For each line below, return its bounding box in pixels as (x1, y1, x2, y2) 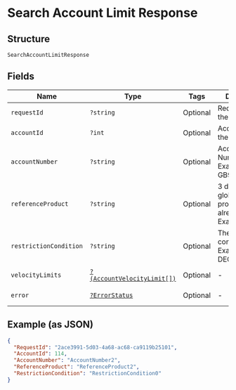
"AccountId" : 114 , (13, 350, 68, 358)
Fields (7, 70, 35, 82)
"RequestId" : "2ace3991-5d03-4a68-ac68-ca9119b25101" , (13, 344, 178, 351)
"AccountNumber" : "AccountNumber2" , (13, 357, 121, 364)
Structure (7, 33, 51, 45)
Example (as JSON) (7, 318, 93, 331)
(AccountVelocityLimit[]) (89, 274, 177, 282)
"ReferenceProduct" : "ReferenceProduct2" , (13, 363, 140, 370)
